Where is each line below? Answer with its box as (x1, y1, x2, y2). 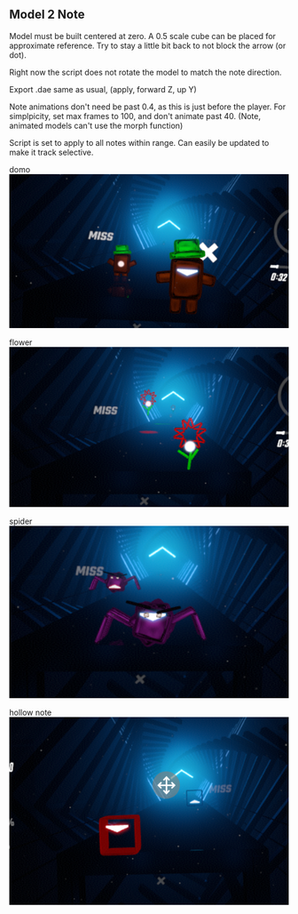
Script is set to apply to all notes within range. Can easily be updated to (9, 137, 270, 148)
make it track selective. (9, 147, 94, 157)
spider (9, 516, 33, 527)
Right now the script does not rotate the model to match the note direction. (9, 67, 282, 77)
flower (9, 337, 33, 348)
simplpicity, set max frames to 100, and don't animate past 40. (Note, (9, 110, 262, 121)
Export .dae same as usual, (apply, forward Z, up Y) (9, 84, 197, 94)
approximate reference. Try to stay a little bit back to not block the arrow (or (9, 40, 286, 51)
